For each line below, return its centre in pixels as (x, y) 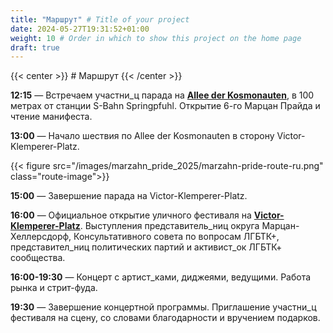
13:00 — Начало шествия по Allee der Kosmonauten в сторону (142, 136)
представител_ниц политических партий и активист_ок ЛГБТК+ (146, 247)
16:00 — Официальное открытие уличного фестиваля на (131, 215)
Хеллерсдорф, (41, 237)
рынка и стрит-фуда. (54, 288)
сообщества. (38, 258)
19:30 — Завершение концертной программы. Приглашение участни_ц (163, 307)
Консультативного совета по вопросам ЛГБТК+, (176, 237)
